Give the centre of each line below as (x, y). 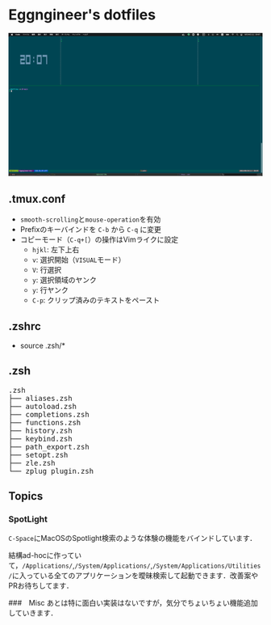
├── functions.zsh (45, 422)
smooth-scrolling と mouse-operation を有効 (90, 219)
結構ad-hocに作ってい (45, 555)
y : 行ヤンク (50, 290)
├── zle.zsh (32, 463)
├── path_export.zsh (49, 447)
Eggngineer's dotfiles (82, 15)
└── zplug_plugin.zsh (51, 471)
